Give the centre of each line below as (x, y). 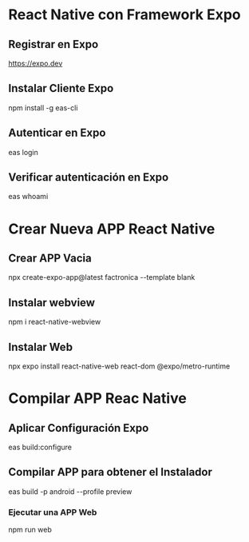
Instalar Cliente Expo (61, 88)
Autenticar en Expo (57, 133)
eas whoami (28, 197)
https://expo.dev (36, 63)
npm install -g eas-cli (43, 108)
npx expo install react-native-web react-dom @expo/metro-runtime (119, 366)
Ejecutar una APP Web (53, 512)
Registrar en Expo (53, 44)
